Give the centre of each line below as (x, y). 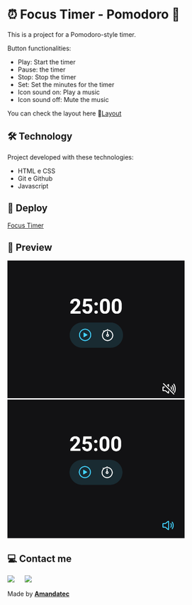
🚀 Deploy (28, 208)
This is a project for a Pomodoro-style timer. (72, 34)
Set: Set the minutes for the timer (66, 84)
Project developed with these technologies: (70, 157)
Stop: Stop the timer (47, 77)
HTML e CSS (36, 171)
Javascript (33, 186)
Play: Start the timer (46, 62)
